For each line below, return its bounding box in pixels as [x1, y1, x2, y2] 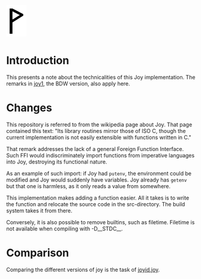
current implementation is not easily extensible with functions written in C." [6, 134, 192, 141]
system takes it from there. [6, 207, 73, 215]
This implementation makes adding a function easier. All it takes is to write [6, 194, 190, 201]
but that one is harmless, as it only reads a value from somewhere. [6, 183, 171, 190]
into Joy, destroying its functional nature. [6, 158, 107, 165]
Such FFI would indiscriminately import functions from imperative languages [6, 152, 195, 159]
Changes [6, 101, 52, 115]
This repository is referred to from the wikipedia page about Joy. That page [6, 121, 193, 128]
